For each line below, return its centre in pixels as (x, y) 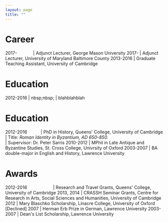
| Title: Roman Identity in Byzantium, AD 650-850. (57, 137)
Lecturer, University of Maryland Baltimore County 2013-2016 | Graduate (80, 59)
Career (20, 39)
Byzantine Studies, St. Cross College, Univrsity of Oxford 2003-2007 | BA (81, 148)
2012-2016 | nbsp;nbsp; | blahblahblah (45, 98)
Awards (22, 174)
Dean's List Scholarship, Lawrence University (67, 214)
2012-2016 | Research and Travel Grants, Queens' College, (78, 187)
